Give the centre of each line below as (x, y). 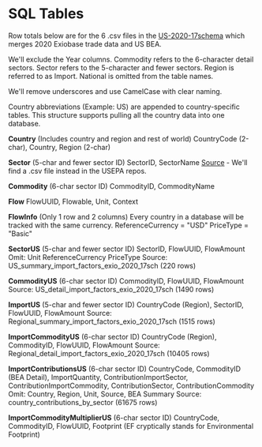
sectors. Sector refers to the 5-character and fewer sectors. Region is (121, 67)
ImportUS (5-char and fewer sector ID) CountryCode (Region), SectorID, (126, 304)
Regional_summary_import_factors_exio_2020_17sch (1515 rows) (112, 321)
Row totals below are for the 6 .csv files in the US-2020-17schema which (127, 36)
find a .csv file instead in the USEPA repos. (78, 171)
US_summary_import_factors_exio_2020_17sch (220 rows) (102, 265)
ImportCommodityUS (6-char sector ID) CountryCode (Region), (112, 336)
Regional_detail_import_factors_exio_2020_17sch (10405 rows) (109, 353)
